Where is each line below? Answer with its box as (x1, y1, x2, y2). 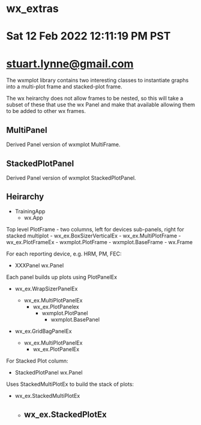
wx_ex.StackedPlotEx (23, 409, 107, 420)
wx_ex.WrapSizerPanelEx (14, 285, 78, 292)
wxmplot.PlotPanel (41, 309, 88, 317)
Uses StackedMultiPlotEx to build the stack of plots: (6, 381, 134, 388)
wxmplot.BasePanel (50, 316, 100, 323)
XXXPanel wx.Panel (14, 261, 64, 269)
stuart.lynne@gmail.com (6, 57, 134, 70)
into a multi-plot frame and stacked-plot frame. (6, 83, 123, 90)
